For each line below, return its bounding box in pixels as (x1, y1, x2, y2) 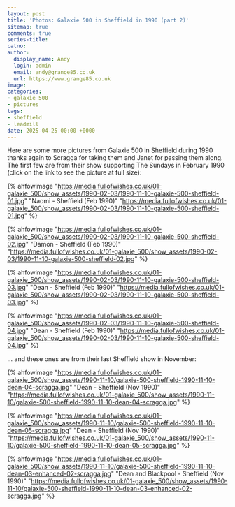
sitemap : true (7, 23, 49, 30)
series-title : (7, 36, 49, 43)
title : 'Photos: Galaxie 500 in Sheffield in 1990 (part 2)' (7, 17, 190, 24)
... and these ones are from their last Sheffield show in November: (7, 355, 197, 363)
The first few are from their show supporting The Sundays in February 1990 (7, 161, 225, 170)
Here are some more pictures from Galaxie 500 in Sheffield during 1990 (7, 146, 213, 154)
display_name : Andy (13, 56, 71, 63)
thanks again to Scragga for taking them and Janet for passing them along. (7, 154, 223, 162)
